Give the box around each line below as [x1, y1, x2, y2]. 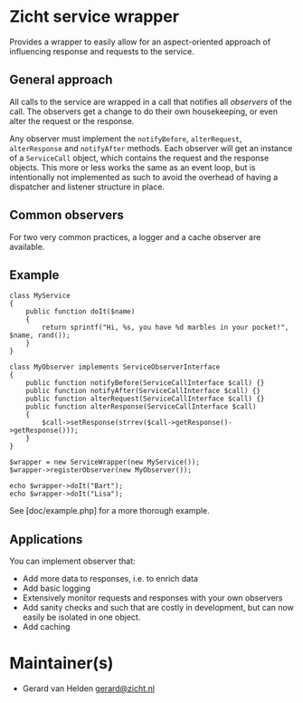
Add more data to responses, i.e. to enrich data [22, 573, 199, 584]
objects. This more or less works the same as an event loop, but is [9, 161, 256, 173]
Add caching [22, 621, 71, 632]
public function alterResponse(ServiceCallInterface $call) [25, 402, 257, 411]
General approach [9, 72, 113, 88]
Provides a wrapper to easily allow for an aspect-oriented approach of [9, 36, 271, 47]
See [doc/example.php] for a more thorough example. [9, 506, 210, 516]
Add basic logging [22, 583, 91, 594]
